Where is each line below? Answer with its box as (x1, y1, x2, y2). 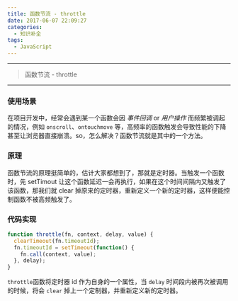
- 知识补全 (13, 30, 42, 38)
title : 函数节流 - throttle (7, 10, 86, 18)
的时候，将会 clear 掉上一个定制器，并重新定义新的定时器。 (7, 286, 182, 295)
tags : (7, 37, 23, 44)
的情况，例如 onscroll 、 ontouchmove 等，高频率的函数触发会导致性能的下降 (7, 123, 227, 131)
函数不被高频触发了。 (13, 195, 76, 203)
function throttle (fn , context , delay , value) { (7, 231, 154, 238)
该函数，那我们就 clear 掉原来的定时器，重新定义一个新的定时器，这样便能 (7, 186, 225, 195)
